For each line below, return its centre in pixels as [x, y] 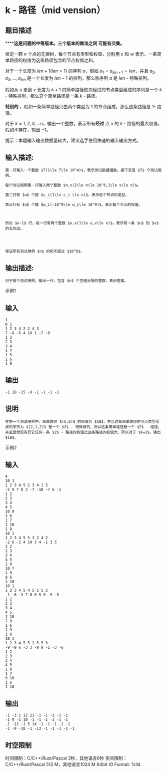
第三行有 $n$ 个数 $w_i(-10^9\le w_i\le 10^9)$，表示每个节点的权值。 [74, 205]
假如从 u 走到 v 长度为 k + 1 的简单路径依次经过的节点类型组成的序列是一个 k [84, 89]
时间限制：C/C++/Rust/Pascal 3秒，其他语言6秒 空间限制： [66, 758]
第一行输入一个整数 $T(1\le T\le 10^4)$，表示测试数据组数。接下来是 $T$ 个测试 [82, 170]
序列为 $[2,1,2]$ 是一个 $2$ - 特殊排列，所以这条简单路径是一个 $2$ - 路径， [87, 427]
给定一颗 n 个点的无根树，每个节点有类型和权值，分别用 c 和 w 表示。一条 [81, 54]
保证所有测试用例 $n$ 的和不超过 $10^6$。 [45, 251]
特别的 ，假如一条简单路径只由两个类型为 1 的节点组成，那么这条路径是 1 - [80, 106]
